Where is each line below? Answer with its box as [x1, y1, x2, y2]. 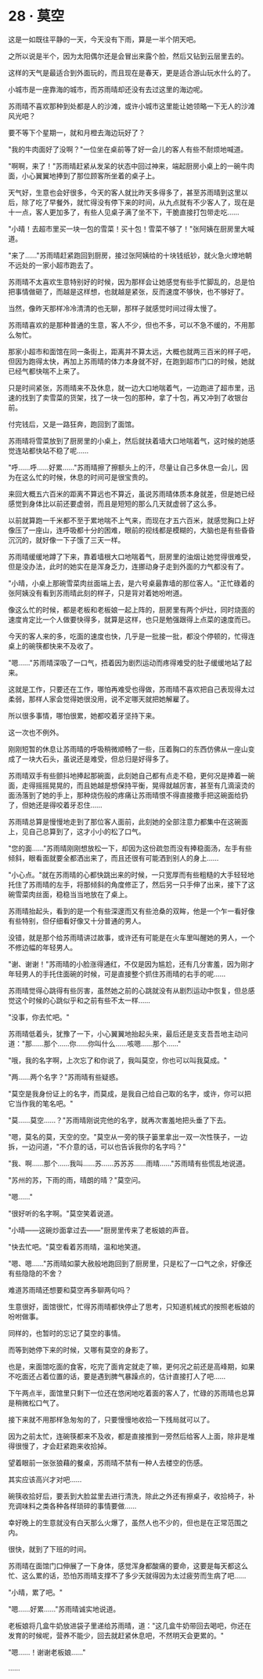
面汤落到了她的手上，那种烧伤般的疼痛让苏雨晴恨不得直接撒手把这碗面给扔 [8, 790, 248, 799]
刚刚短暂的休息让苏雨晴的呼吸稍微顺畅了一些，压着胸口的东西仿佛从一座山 [8, 744, 248, 754]
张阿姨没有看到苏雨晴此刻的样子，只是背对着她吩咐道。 [8, 588, 186, 598]
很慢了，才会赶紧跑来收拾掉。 [14, 1441, 111, 1450]
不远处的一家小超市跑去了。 [8, 260, 98, 269]
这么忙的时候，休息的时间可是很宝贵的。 [21, 472, 153, 481]
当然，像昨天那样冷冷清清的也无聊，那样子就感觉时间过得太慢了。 [8, 303, 221, 313]
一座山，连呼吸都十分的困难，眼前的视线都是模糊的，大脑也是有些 [28, 525, 241, 535]
